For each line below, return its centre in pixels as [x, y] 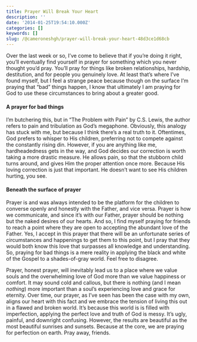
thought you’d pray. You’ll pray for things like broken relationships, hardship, [98, 68]
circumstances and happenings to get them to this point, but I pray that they [98, 240]
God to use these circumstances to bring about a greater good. [82, 93]
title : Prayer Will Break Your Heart [52, 11]
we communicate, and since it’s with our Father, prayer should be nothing [95, 215]
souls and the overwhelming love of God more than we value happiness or [96, 277]
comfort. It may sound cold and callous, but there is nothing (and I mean [94, 283]
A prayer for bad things [35, 107]
